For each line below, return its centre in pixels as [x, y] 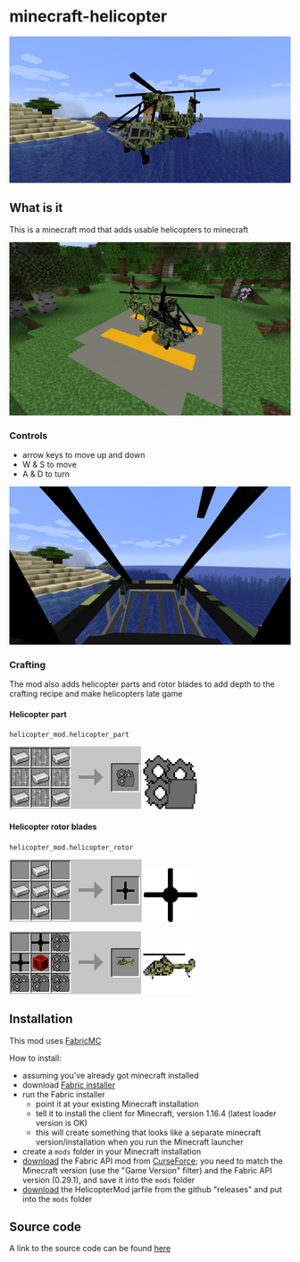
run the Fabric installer [63, 1094]
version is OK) [61, 1122]
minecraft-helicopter [88, 17]
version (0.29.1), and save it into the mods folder [108, 1180]
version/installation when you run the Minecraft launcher [139, 1141]
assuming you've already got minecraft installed [110, 1075]
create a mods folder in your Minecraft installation [112, 1151]
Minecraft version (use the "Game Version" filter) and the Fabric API [147, 1170]
